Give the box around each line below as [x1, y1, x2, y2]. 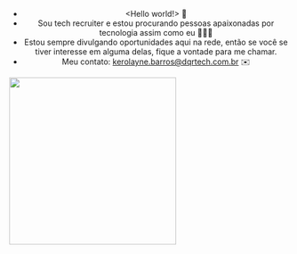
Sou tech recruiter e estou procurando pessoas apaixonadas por [37, 18, 275, 29]
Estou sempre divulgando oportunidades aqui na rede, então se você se [24, 37, 288, 47]
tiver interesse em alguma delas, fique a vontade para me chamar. [35, 46, 277, 57]
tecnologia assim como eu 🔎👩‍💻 [99, 28, 213, 37]
